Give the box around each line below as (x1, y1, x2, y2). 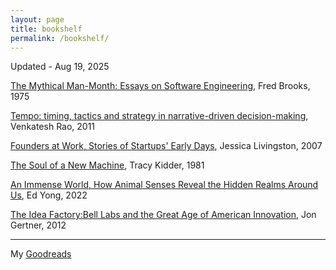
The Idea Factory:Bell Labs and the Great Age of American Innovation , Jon (10, 209, 317, 221)
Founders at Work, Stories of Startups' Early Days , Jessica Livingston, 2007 (10, 140, 323, 152)
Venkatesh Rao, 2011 (10, 121, 96, 133)
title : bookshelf (10, 24, 83, 34)
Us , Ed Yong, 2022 (10, 189, 88, 201)
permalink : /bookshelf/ (10, 33, 110, 43)
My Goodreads (10, 248, 72, 260)
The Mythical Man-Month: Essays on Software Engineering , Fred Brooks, (10, 80, 311, 92)
